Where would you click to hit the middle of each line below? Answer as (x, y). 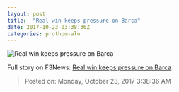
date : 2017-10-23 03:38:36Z (49, 27)
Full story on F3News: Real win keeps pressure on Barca (89, 67)
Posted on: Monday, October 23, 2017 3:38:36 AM (98, 81)
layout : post (27, 14)
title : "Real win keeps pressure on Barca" (74, 21)
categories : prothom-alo (44, 34)
